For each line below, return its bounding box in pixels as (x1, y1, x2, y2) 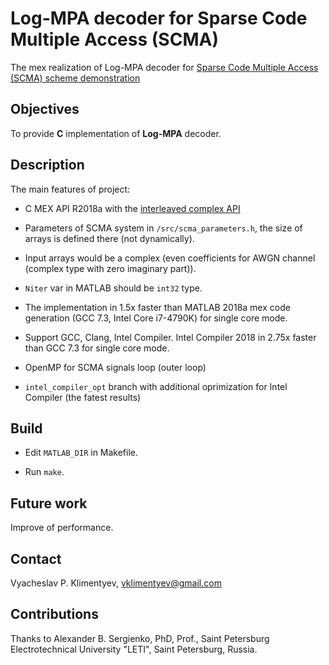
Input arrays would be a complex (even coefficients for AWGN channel (24, 252, 316, 264)
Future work (10, 495, 88, 512)
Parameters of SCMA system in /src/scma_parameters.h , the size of (24, 222, 303, 234)
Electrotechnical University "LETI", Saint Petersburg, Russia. (10, 643, 258, 655)
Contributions (10, 606, 99, 623)
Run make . (24, 466, 65, 478)
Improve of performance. (10, 522, 114, 534)
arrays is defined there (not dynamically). (24, 232, 195, 244)
